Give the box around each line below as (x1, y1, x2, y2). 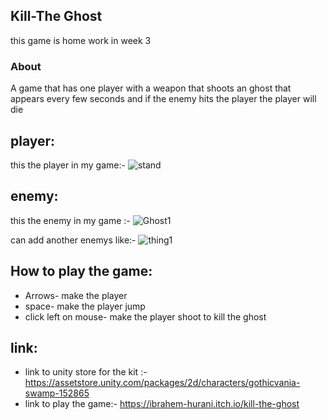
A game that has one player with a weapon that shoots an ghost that (10, 82, 292, 94)
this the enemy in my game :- (10, 214, 131, 226)
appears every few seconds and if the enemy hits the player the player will (10, 93, 317, 105)
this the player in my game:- (10, 159, 126, 171)
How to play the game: (10, 263, 153, 280)
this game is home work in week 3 (10, 34, 152, 46)
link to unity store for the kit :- (24, 366, 148, 378)
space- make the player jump (24, 300, 146, 312)
